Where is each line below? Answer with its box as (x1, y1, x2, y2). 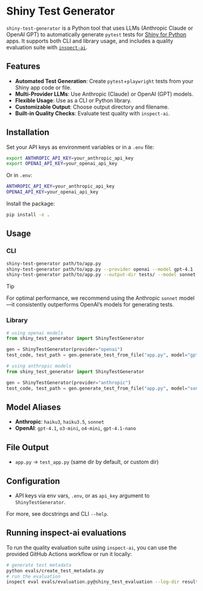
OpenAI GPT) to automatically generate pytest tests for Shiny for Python (6, 30, 187, 38)
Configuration (6, 476, 60, 486)
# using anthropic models (6, 363, 71, 370)
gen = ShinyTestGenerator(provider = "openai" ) (6, 346, 123, 353)
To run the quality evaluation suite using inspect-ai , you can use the (6, 544, 177, 551)
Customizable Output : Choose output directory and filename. (14, 103, 169, 110)
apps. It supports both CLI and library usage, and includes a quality (6, 37, 173, 44)
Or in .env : (6, 172, 33, 179)
